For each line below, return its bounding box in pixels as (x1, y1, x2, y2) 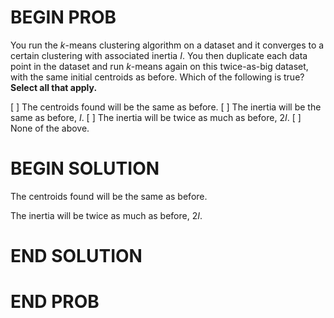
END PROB (10, 291, 100, 313)
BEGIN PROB (10, 6, 117, 29)
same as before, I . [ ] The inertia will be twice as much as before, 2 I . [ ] (10, 111, 302, 123)
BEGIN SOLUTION (10, 157, 160, 180)
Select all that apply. (10, 81, 98, 93)
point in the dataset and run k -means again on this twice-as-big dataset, (10, 60, 309, 72)
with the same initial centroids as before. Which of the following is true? (10, 71, 305, 83)
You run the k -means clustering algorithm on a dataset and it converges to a (10, 39, 325, 51)
